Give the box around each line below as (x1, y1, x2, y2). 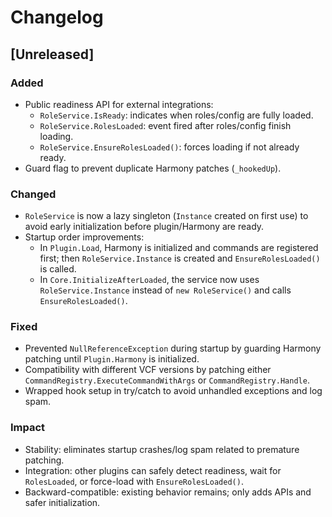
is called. (39, 263, 77, 275)
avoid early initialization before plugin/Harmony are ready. (24, 221, 265, 233)
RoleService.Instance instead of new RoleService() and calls (39, 284, 292, 296)
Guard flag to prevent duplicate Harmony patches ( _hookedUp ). (24, 162, 282, 174)
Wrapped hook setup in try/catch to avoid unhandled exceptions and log (24, 385, 323, 397)
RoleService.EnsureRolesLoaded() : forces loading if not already (39, 141, 300, 153)
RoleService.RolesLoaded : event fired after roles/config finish (39, 119, 292, 131)
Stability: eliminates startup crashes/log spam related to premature (24, 443, 300, 455)
